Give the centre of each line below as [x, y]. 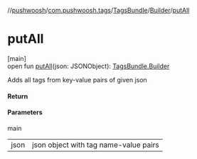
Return [18, 96]
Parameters [25, 112]
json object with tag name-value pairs [95, 145]
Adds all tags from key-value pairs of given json [77, 79]
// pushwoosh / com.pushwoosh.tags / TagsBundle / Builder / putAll [98, 10]
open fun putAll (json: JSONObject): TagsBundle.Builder [89, 66]
